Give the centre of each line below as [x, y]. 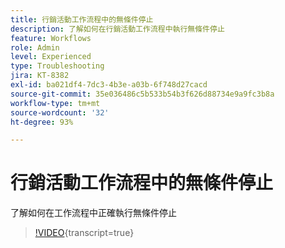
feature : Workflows [51, 38]
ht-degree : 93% [42, 122]
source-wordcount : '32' [60, 112]
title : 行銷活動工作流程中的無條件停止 [82, 19]
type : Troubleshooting [57, 66]
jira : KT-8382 [40, 76]
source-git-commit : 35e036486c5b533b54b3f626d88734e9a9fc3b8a [142, 94]
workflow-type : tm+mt [55, 103]
